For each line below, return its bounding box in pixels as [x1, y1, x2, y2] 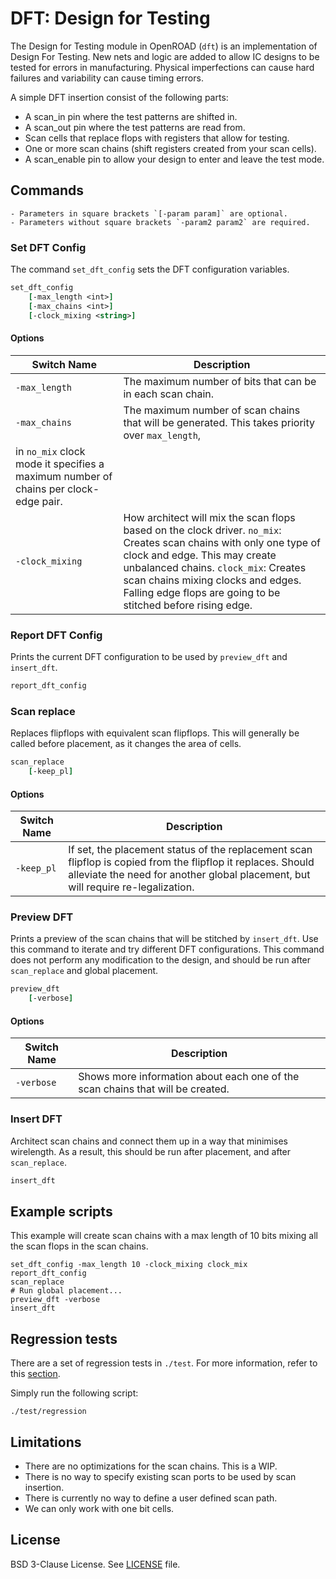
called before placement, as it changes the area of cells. [10, 738, 242, 750]
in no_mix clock [15, 444, 86, 458]
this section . [10, 1368, 61, 1380]
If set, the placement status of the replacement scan [68, 843, 313, 857]
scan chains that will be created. [78, 1082, 230, 1096]
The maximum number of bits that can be [123, 374, 317, 388]
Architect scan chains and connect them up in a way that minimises [10, 1135, 288, 1147]
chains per [15, 482, 65, 496]
